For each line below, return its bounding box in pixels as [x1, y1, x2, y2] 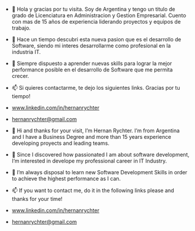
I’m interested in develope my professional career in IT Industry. [11, 157, 167, 164]
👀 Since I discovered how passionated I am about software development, [11, 151, 190, 158]
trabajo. [11, 24, 31, 31]
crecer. [11, 73, 30, 79]
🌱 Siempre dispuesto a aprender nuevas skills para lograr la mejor [11, 60, 173, 67]
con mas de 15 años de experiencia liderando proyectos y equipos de [11, 18, 181, 25]
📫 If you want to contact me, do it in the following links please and [11, 187, 174, 194]
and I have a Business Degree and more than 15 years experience [11, 134, 171, 140]
